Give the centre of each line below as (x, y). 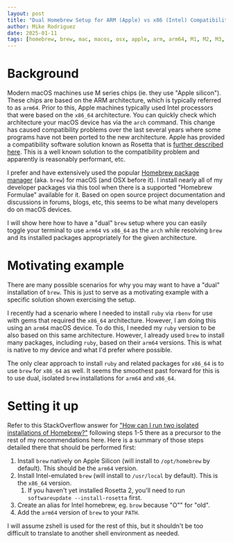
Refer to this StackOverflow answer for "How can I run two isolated (103, 425)
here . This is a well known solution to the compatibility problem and (103, 152)
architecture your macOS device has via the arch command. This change (111, 123)
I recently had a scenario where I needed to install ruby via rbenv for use (110, 313)
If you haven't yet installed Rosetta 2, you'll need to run (106, 490)
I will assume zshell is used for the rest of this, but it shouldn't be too (105, 526)
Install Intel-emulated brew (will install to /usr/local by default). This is (118, 475)
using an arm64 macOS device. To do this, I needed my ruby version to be (111, 328)
